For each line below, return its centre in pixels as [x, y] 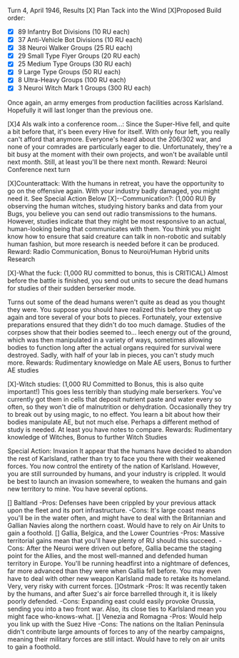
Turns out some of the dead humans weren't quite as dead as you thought [116, 302]
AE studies [23, 370]
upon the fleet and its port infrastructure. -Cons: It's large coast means [112, 510]
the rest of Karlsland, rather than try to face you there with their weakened [117, 458]
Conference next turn [39, 169]
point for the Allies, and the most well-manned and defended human [108, 555]
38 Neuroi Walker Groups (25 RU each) [75, 48]
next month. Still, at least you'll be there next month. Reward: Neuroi [107, 162]
